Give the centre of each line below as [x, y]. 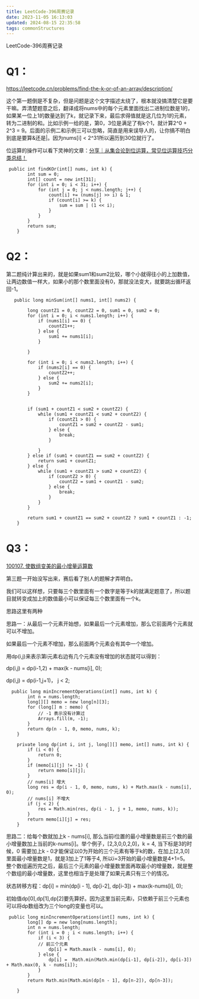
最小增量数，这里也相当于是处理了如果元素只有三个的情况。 [99, 873]
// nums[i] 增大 [46, 782]
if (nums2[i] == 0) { [65, 368]
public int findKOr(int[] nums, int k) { [60, 169]
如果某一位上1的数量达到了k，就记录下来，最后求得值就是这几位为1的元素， [98, 116]
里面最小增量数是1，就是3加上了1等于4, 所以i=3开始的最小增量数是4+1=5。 [97, 859]
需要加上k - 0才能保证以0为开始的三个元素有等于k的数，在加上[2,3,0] [105, 851]
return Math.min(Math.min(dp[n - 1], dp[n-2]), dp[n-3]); [100, 981]
